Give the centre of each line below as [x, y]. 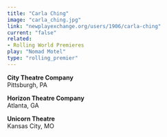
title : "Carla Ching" [38, 13]
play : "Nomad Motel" [37, 52]
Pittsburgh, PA [27, 85]
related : [20, 39]
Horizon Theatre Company [46, 98]
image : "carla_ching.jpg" [44, 20]
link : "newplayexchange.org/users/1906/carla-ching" [84, 26]
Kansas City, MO [31, 126]
